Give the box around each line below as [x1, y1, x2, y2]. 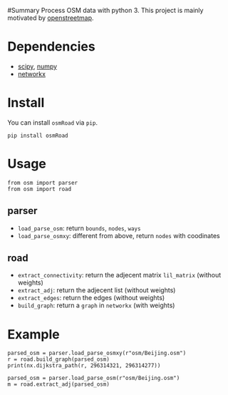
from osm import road [7, 185, 72, 193]
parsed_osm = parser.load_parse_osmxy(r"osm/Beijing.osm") [7, 349, 187, 357]
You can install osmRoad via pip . [7, 118, 98, 127]
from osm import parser [7, 179, 78, 186]
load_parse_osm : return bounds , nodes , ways [17, 224, 141, 232]
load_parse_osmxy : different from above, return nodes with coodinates [17, 231, 220, 240]
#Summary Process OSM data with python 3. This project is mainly [7, 6, 204, 14]
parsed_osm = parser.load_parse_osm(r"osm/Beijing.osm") [7, 374, 180, 382]
